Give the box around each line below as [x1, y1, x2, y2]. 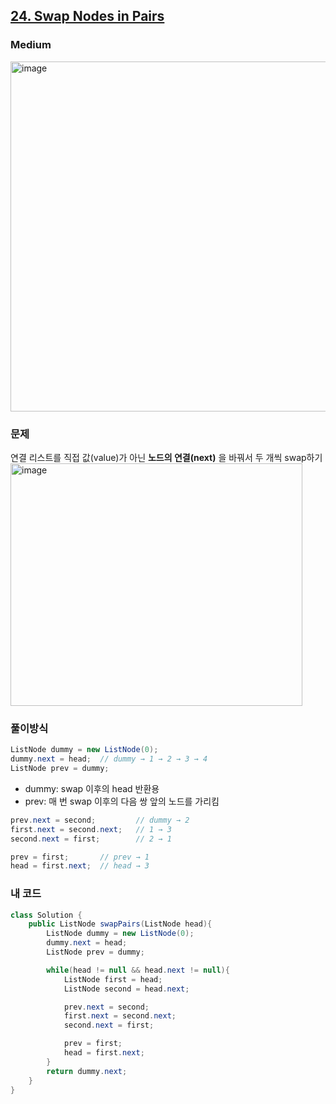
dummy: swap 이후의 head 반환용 [24, 782, 160, 794]
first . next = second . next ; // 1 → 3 [10, 824, 172, 834]
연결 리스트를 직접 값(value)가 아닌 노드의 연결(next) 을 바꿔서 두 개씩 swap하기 [10, 451, 323, 463]
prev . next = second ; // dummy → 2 [10, 815, 190, 825]
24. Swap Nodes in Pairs [10, 8, 165, 25]
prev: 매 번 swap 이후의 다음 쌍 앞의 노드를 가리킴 [24, 795, 220, 807]
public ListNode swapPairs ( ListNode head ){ [28, 919, 213, 929]
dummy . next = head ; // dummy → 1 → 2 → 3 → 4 [10, 754, 208, 764]
